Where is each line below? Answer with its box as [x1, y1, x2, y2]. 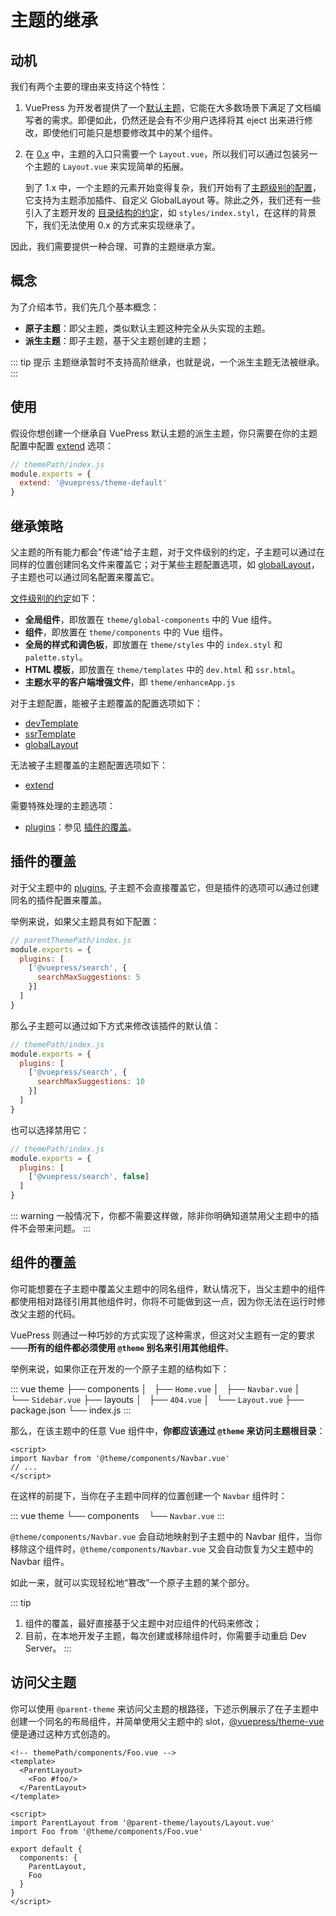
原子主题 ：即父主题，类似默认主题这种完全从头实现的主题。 [24, 322, 271, 334]
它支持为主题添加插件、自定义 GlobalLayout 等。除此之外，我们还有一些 [24, 194, 322, 206]
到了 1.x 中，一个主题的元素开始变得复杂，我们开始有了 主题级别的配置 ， [24, 182, 322, 193]
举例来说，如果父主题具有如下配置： [10, 915, 160, 927]
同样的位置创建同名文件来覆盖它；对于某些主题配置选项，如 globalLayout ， [10, 558, 320, 570]
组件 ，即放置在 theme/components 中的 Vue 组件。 [24, 626, 229, 638]
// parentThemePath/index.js [10, 935, 132, 945]
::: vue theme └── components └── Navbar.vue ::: [10, 1509, 225, 1521]
